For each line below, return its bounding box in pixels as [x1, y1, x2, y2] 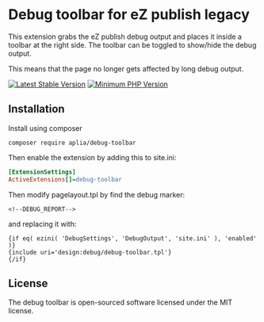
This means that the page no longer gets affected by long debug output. [8, 63, 244, 73]
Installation [8, 102, 65, 116]
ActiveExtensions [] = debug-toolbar [8, 175, 123, 183]
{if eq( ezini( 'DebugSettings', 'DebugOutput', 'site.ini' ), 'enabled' [8, 234, 258, 243]
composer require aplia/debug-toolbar [8, 139, 136, 147]
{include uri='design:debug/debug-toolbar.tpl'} [8, 248, 172, 256]
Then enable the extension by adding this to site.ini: [8, 152, 177, 162]
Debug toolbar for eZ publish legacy [8, 6, 250, 24]
